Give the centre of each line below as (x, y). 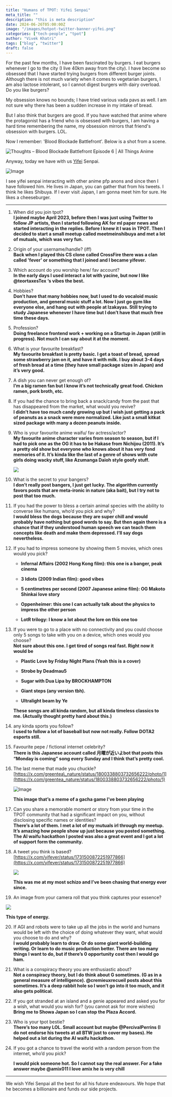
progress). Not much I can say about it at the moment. (71, 339)
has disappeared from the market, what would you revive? (74, 406)
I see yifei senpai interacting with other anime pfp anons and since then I (82, 181)
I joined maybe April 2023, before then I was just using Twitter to (83, 217)
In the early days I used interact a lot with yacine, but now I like (81, 275)
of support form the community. (48, 842)
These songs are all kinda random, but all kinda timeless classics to (86, 710)
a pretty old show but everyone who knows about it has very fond (84, 449)
